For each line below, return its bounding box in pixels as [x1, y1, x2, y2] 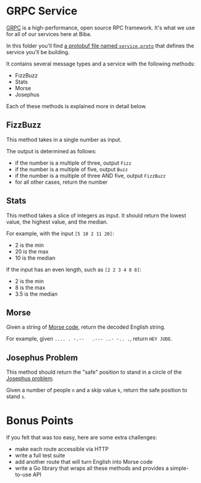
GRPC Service [6, 4, 78, 18]
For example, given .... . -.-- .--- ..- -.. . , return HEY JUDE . [6, 335, 173, 342]
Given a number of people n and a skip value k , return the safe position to [6, 386, 188, 394]
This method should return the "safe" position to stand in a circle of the [6, 368, 182, 376]
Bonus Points [6, 414, 74, 428]
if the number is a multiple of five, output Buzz [14, 165, 128, 172]
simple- [170, 464, 189, 472]
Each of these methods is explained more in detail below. [6, 102, 147, 109]
